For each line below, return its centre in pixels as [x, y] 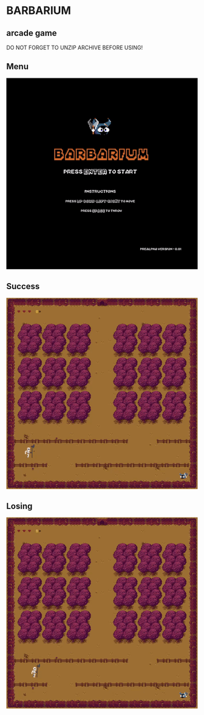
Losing [19, 506]
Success [23, 286]
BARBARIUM [39, 11]
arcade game [32, 33]
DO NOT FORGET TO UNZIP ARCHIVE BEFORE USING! [75, 47]
